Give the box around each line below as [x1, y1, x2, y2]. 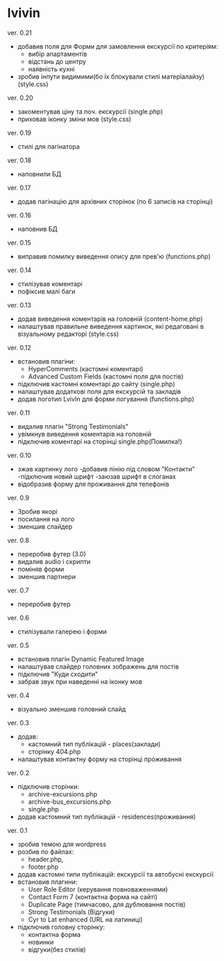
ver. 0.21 [7, 28, 32, 37]
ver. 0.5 [7, 641, 30, 649]
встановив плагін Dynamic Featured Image [17, 654, 145, 663]
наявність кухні [28, 64, 76, 73]
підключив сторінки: [17, 782, 80, 791]
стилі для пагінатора [17, 142, 80, 150]
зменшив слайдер [17, 522, 73, 531]
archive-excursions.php [28, 789, 98, 798]
